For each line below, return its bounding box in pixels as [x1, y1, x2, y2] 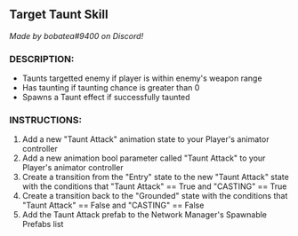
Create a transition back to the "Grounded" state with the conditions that [21, 191, 288, 201]
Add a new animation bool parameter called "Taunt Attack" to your [21, 153, 266, 163]
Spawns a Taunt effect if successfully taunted [21, 92, 190, 103]
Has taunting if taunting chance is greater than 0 [21, 83, 200, 93]
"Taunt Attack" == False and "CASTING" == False [21, 200, 205, 211]
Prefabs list [21, 219, 64, 230]
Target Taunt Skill [9, 7, 109, 22]
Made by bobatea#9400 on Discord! [9, 30, 144, 41]
